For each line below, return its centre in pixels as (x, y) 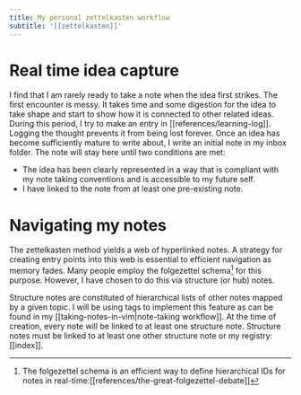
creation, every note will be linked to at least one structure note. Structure (145, 326)
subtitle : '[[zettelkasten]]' (66, 26)
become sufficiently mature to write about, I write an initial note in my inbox (148, 143)
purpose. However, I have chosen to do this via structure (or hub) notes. (142, 280)
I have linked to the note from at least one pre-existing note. (133, 189)
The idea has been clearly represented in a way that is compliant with (150, 170)
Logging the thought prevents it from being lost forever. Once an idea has (145, 133)
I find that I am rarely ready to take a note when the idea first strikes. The (144, 95)
